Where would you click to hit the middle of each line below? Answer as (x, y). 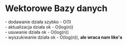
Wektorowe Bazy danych (56, 8)
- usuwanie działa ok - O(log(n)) (37, 32)
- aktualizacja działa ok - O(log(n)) (39, 27)
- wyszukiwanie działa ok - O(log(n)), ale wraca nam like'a (64, 37)
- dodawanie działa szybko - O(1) (38, 22)
